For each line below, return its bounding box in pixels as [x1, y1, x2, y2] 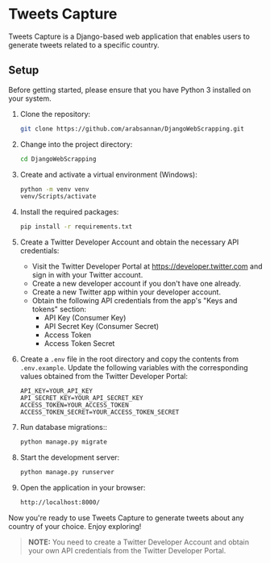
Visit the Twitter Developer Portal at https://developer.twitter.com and [31, 261, 263, 271]
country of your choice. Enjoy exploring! [8, 521, 142, 531]
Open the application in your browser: [19, 482, 146, 492]
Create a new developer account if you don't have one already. [31, 279, 242, 289]
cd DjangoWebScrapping [19, 155, 97, 163]
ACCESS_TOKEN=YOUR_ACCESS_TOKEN [19, 401, 129, 410]
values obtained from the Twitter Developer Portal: [19, 372, 188, 382]
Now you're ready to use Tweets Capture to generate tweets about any [8, 513, 244, 523]
